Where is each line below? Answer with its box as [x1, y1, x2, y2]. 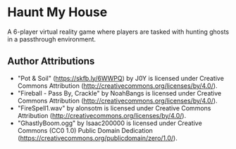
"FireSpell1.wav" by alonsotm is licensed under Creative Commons [17, 103, 211, 112]
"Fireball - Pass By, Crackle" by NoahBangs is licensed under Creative [17, 89, 222, 97]
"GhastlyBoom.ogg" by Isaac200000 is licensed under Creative [17, 119, 202, 127]
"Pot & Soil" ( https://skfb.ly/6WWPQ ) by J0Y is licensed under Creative [17, 74, 224, 82]
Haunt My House [7, 4, 108, 20]
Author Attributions [7, 56, 95, 67]
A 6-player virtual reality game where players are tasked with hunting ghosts [7, 27, 230, 36]
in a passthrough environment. [7, 34, 97, 43]
